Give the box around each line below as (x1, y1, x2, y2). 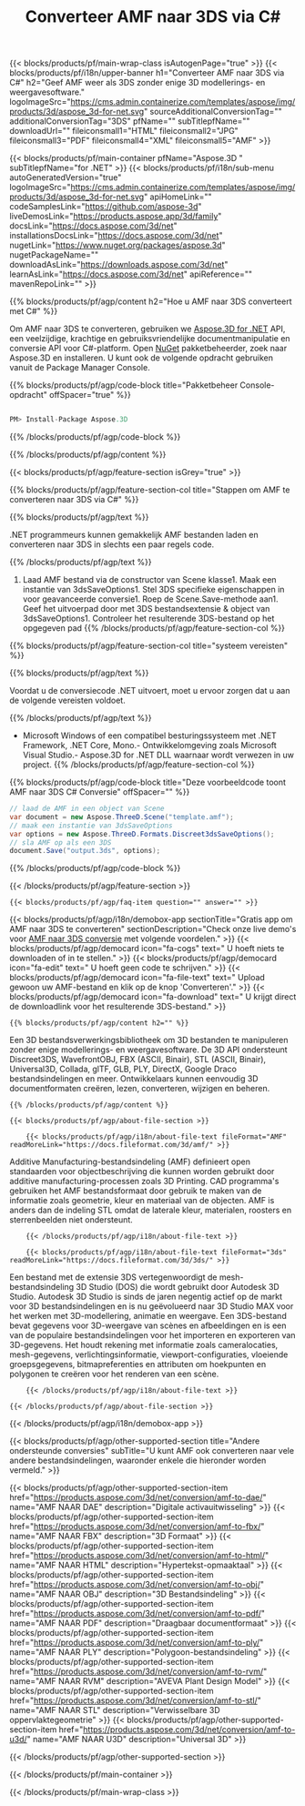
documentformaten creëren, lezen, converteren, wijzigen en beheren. (9, 1083, 270, 1094)
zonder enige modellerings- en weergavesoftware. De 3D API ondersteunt (9, 1044, 289, 1055)
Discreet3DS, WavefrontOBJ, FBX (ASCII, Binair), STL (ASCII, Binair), (9, 1054, 267, 1065)
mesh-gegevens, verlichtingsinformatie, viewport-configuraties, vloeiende (9, 1349, 289, 1360)
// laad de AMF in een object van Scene (9, 804, 166, 814)
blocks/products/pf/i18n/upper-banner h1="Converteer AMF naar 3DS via (9, 67, 285, 78)
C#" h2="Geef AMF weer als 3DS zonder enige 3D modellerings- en (9, 77, 266, 88)
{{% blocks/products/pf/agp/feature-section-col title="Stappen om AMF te (9, 484, 290, 495)
